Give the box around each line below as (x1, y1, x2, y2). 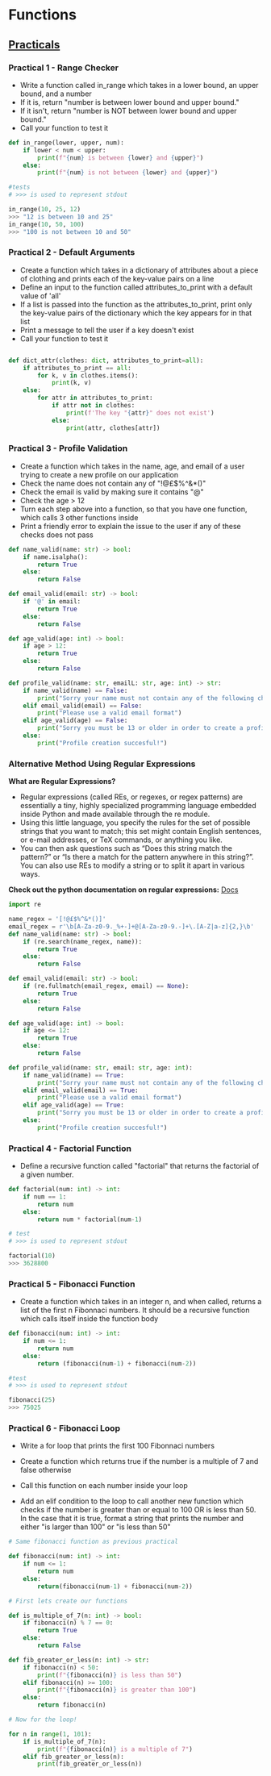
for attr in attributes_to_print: (37, 394, 153, 402)
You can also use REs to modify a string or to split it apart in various (19, 861, 245, 870)
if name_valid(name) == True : (23, 1071, 125, 1079)
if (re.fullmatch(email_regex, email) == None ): (23, 982, 190, 990)
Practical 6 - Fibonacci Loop (8, 1423, 121, 1434)
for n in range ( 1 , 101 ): (8, 1730, 92, 1738)
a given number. (19, 1169, 74, 1179)
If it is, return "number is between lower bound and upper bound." (19, 97, 240, 106)
